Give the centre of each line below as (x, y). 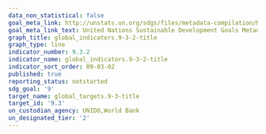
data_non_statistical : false (56, 15)
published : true (35, 74)
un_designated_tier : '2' (49, 118)
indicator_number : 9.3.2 (49, 52)
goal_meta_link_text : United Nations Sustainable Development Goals (123, 30)
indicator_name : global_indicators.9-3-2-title (88, 60)
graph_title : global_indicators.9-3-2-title (83, 37)
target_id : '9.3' (37, 103)
